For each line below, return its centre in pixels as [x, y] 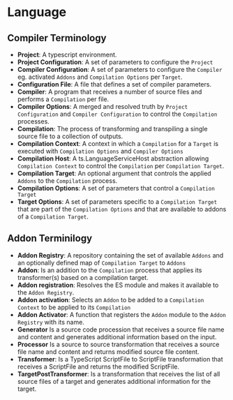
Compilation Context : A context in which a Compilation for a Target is [118, 143]
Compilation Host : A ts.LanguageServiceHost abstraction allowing [113, 158]
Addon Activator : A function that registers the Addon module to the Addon [122, 314]
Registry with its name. [51, 322]
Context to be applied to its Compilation [74, 307]
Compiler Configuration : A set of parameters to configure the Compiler [120, 69]
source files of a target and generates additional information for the [114, 381]
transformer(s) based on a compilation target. [83, 277]
